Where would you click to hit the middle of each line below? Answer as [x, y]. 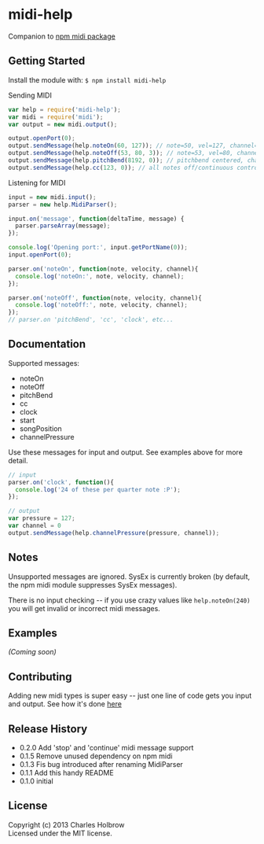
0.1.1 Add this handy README [66, 773]
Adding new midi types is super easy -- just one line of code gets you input [130, 696]
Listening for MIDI [37, 182]
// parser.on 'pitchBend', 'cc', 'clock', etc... [91, 320]
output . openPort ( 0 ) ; [42, 138]
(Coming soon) [32, 652]
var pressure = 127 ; [42, 518]
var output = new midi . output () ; [63, 124]
